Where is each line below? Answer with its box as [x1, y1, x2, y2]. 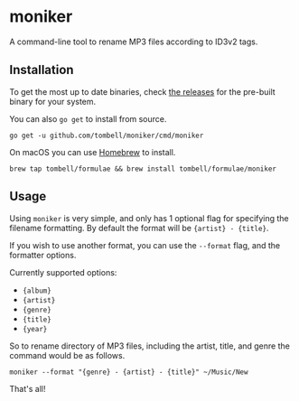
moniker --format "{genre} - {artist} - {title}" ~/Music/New [9, 368, 248, 377]
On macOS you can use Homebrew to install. [9, 146, 176, 157]
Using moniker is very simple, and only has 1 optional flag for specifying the [9, 212, 289, 223]
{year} [22, 324, 48, 333]
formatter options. [9, 249, 77, 260]
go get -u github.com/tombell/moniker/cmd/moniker [9, 131, 204, 140]
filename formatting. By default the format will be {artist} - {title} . [9, 222, 269, 233]
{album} [22, 286, 51, 295]
